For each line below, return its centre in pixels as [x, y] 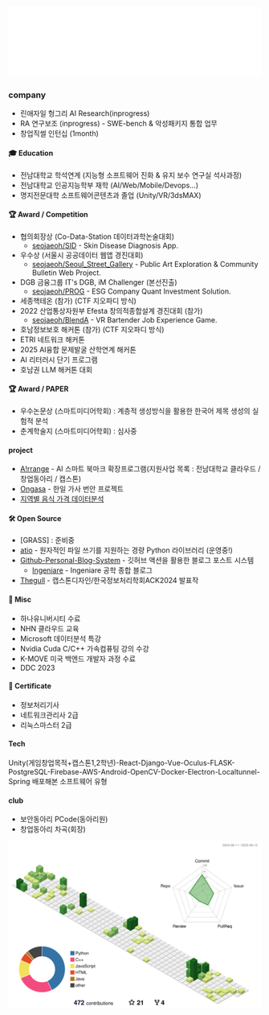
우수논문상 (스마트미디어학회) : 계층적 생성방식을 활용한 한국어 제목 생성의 [135, 411]
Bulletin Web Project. [67, 273]
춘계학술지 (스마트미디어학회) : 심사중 [78, 431]
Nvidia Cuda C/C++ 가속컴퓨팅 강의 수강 [85, 648]
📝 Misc [20, 599]
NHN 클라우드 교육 [49, 628]
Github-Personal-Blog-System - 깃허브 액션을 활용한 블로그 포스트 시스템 [137, 561]
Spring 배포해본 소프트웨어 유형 [58, 781]
